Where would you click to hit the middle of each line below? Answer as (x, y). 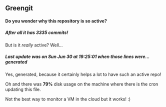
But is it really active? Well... (34, 45)
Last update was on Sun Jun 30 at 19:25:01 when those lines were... (77, 56)
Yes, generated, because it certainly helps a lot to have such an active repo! (83, 74)
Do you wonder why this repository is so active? (56, 21)
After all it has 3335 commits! (37, 32)
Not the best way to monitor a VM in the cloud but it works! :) (68, 99)
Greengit (19, 8)
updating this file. (23, 89)
